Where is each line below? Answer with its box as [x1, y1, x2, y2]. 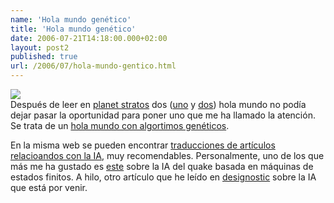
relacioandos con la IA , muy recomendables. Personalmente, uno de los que [10, 150, 325, 161]
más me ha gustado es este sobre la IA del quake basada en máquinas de [10, 161, 314, 172]
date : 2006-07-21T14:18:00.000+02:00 [10, 33, 168, 43]
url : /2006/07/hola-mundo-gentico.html [10, 61, 177, 71]
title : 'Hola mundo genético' [10, 24, 137, 34]
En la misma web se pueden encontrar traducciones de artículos [10, 139, 276, 151]
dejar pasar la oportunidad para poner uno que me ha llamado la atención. [10, 109, 316, 121]
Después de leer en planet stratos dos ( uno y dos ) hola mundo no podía [10, 99, 307, 110]
